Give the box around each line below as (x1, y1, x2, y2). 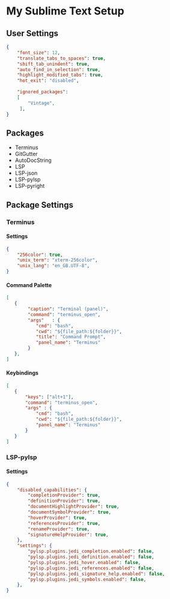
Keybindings (6, 369, 39, 377)
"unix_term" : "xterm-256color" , (17, 257, 98, 263)
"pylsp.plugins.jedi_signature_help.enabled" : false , (28, 571, 165, 577)
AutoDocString (14, 157, 52, 164)
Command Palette (6, 281, 52, 288)
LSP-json (14, 170, 38, 177)
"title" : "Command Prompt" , (35, 334, 106, 340)
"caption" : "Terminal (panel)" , (28, 306, 109, 312)
